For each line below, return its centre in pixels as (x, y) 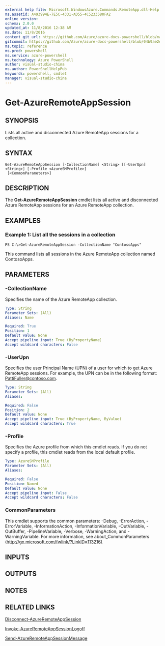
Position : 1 (17, 331)
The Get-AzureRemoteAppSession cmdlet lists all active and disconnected (82, 200)
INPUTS (17, 557)
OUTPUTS (21, 574)
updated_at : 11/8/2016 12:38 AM (38, 28)
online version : (22, 19)
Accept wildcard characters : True (41, 424)
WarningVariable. (23, 536)
